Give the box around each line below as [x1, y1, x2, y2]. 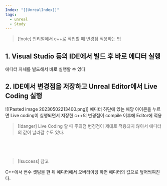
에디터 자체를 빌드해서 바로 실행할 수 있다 [5, 66, 86, 72]
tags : [5, 12, 17, 17]
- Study [10, 21, 26, 27]
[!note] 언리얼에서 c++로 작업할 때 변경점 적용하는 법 [17, 36, 121, 42]
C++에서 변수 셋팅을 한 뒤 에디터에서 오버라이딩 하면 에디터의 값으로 [5, 169, 139, 175]
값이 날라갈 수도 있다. [23, 129, 65, 135]
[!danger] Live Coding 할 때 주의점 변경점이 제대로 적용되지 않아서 [17, 123, 148, 129]
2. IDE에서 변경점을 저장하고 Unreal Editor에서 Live [5, 82, 158, 91]
